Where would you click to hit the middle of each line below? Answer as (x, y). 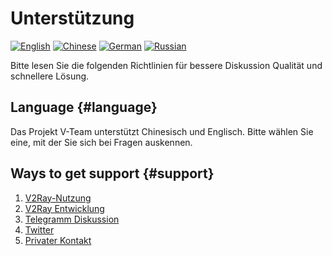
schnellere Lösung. (50, 76)
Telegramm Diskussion (72, 219)
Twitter (39, 229)
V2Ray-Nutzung (58, 198)
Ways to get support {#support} (112, 173)
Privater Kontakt (58, 240)
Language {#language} (84, 107)
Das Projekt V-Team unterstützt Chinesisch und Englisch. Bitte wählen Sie (162, 131)
